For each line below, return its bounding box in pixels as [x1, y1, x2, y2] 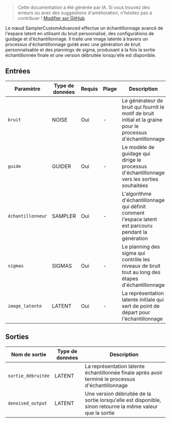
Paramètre [14, 85, 41, 92]
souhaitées [122, 182, 149, 189]
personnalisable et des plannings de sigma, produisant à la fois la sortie [5, 47, 155, 53]
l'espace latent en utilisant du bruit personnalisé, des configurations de [5, 31, 154, 36]
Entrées [5, 67, 31, 76]
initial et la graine [122, 116, 163, 123]
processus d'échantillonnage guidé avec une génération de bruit [5, 41, 141, 47]
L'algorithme [122, 190, 152, 197]
